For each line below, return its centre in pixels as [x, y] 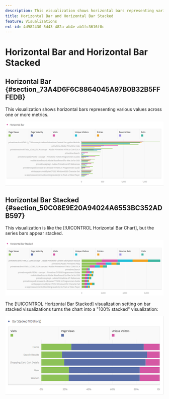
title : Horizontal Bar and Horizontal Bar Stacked [59, 16]
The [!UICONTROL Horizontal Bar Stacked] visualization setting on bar [78, 304]
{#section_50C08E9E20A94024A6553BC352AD [84, 208]
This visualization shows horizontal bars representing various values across [83, 109]
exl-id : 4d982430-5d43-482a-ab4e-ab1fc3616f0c [55, 27]
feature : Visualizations [31, 21]
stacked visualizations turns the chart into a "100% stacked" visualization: [82, 309]
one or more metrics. [27, 115]
